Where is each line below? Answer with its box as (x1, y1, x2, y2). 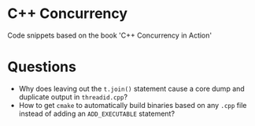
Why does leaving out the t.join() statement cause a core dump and (18, 84, 245, 93)
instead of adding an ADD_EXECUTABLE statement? (18, 109, 175, 118)
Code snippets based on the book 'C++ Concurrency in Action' (7, 31, 213, 40)
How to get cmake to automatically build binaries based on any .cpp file (18, 100, 247, 110)
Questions (7, 58, 76, 76)
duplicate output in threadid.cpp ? (18, 92, 128, 102)
